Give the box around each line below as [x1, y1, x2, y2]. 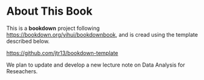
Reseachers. [6, 67, 38, 75]
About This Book [6, 4, 93, 18]
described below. [6, 37, 50, 45]
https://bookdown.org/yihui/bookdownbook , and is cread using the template [6, 31, 199, 38]
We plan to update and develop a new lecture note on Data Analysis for [6, 61, 185, 68]
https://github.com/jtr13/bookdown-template [6, 49, 118, 56]
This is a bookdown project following [6, 24, 100, 32]
